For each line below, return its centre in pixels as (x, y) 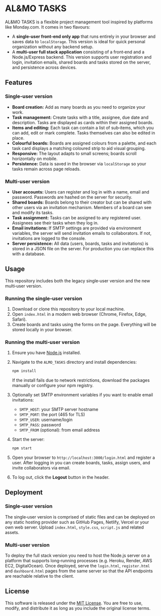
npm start (22, 448)
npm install (24, 371)
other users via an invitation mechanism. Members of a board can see (81, 207)
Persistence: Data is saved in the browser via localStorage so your (79, 163)
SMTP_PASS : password (40, 425)
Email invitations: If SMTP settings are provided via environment (77, 228)
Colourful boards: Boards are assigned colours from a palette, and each (84, 143)
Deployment (24, 493)
